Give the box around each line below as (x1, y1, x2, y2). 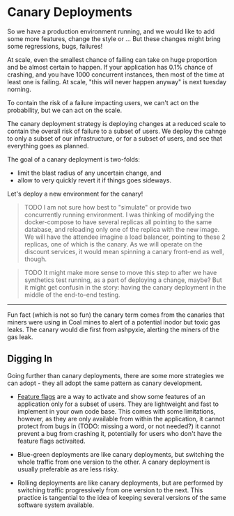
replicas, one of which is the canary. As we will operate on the (24, 240, 203, 248)
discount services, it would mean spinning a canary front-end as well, (24, 247, 224, 256)
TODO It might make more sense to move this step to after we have (24, 268, 217, 276)
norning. (7, 85, 31, 93)
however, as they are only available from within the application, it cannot (17, 414, 225, 423)
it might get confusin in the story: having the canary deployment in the (24, 283, 226, 291)
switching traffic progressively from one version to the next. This (17, 485, 203, 494)
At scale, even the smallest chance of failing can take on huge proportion (7, 55, 217, 63)
